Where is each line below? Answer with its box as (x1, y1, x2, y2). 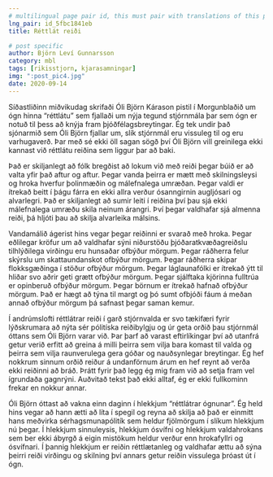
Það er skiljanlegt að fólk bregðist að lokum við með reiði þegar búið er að (8, 160, 254, 171)
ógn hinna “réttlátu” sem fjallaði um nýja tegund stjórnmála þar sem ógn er (8, 111, 258, 120)
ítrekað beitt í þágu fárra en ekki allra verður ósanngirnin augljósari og (8, 186, 241, 196)
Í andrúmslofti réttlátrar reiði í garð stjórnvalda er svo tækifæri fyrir (8, 313, 230, 323)
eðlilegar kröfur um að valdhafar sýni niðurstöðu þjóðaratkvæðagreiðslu (8, 237, 248, 247)
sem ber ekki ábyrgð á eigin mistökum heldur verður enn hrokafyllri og (8, 433, 244, 443)
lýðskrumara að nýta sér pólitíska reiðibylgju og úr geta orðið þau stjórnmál (8, 322, 258, 332)
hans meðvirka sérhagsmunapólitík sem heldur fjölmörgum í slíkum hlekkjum (8, 416, 265, 426)
